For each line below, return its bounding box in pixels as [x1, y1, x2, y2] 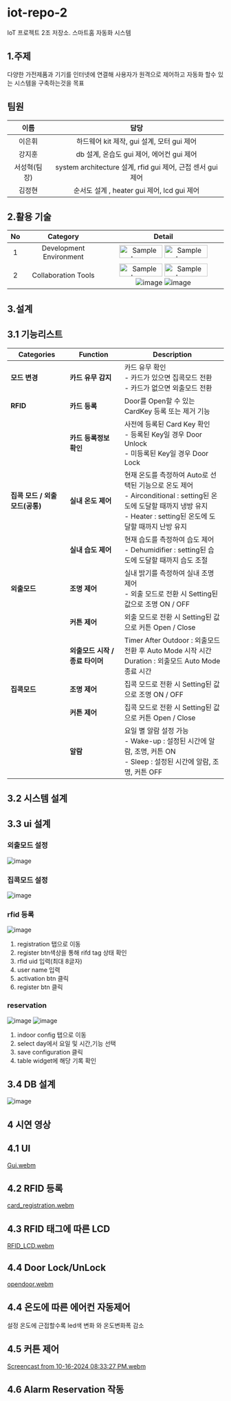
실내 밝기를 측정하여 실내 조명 [124, 568, 214, 578]
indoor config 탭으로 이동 [16, 1030, 87, 1039]
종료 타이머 [69, 656, 104, 665]
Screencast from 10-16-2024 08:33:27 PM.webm [7, 1362, 146, 1370]
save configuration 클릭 [16, 1048, 84, 1056]
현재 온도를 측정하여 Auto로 [124, 470, 208, 479]
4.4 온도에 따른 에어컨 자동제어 [7, 1302, 131, 1314]
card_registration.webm [7, 1201, 74, 1210]
